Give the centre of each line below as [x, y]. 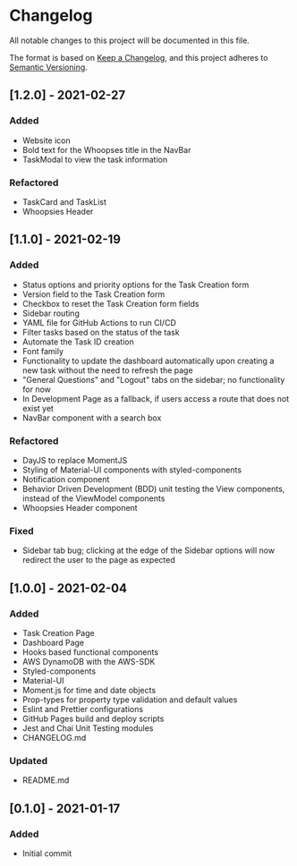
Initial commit [47, 853]
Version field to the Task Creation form [93, 294]
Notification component [66, 479]
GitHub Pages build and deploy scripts [93, 718]
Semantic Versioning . [48, 67]
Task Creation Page [59, 633]
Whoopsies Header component [80, 507]
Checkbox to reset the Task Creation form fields [110, 303]
